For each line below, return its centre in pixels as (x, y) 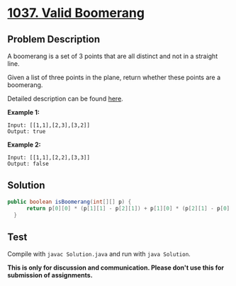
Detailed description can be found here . (66, 98)
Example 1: (24, 112)
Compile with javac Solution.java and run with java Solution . (99, 254)
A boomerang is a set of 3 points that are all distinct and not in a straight (113, 56)
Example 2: (24, 144)
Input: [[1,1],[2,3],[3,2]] (49, 125)
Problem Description (54, 39)
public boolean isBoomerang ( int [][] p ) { (69, 202)
